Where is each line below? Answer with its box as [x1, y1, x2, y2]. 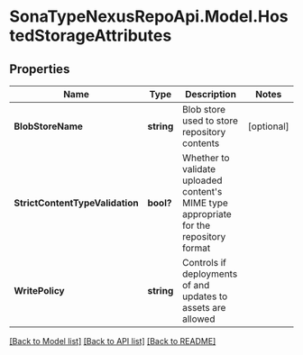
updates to [181, 290, 228, 303]
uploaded [181, 174, 223, 187]
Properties [9, 61, 70, 77]
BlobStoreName [14, 120, 84, 132]
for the [181, 219, 211, 232]
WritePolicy [14, 285, 65, 296]
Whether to [181, 151, 230, 164]
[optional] [247, 120, 289, 132]
